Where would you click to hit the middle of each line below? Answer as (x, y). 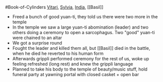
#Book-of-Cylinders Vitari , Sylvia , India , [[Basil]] (54, 7)
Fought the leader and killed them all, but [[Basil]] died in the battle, (81, 48)
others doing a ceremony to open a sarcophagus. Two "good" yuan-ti (83, 32)
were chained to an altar (37, 38)
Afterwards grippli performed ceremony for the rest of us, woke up (81, 59)
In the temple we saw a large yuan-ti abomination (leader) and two (80, 27)
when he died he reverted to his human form (58, 53)
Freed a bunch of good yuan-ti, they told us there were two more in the (85, 17)
